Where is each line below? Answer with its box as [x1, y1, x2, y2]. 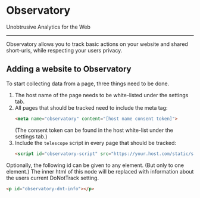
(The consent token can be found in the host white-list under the [14, 126, 174, 134]
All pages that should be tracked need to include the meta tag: [14, 104, 168, 111]
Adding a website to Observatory [6, 64, 132, 75]
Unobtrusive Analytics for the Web [6, 23, 91, 30]
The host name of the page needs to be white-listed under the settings [14, 91, 189, 98]
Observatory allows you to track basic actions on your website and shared [6, 40, 189, 48]
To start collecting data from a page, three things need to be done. [6, 80, 170, 87]
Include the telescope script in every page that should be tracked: [14, 139, 177, 146]
